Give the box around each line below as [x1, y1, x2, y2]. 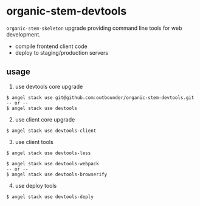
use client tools [15, 138, 53, 145]
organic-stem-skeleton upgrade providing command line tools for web [6, 24, 182, 32]
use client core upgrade [15, 115, 75, 123]
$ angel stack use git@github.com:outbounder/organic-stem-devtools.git [6, 94, 195, 101]
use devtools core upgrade [15, 83, 83, 90]
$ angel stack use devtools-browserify [6, 171, 108, 177]
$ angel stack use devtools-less [6, 150, 91, 156]
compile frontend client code [15, 43, 88, 50]
